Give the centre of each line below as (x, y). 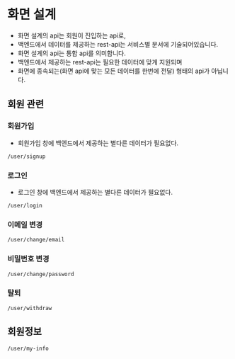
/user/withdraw (30, 308)
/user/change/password (41, 274)
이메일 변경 (25, 224)
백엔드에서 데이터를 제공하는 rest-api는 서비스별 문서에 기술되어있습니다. (118, 44)
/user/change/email (36, 240)
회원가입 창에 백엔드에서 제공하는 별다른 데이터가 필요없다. (98, 143)
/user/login (25, 205)
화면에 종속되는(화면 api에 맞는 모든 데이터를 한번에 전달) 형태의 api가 (114, 71)
